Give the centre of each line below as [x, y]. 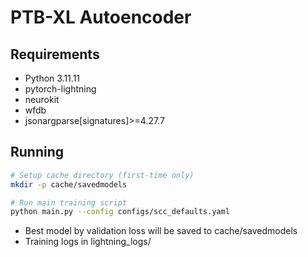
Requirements [55, 54]
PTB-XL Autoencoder [101, 17]
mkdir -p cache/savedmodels [69, 184]
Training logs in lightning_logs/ [88, 242]
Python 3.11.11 [52, 78]
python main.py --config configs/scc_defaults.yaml [120, 212]
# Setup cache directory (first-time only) [102, 175]
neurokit [42, 99]
